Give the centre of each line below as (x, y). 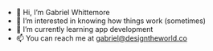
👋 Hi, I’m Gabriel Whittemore (63, 12)
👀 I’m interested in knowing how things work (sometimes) (111, 21)
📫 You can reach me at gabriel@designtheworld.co (101, 38)
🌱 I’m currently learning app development (84, 29)
